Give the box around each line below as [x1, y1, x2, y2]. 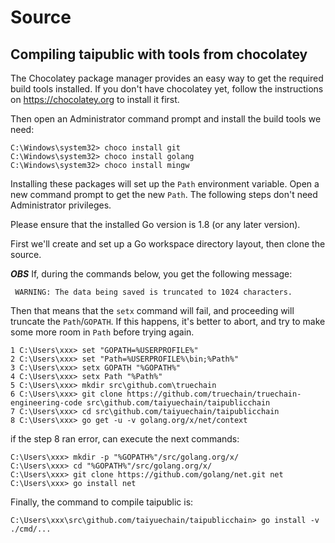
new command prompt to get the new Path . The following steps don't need [10, 189, 318, 200]
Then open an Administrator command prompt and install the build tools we [10, 113, 322, 125]
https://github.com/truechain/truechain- [126, 389, 302, 399]
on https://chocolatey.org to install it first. [10, 94, 180, 105]
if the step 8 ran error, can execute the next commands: [10, 433, 240, 445]
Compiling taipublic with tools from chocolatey [10, 46, 308, 63]
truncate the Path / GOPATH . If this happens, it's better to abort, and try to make [10, 316, 326, 327]
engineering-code [10, 398, 83, 408]
